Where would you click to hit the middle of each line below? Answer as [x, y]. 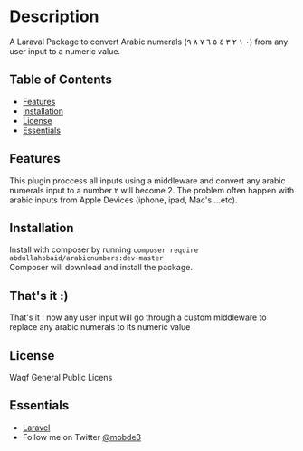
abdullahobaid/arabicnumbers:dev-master [87, 258]
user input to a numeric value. [65, 51]
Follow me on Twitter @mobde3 [82, 437]
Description [54, 17]
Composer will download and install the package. [101, 268]
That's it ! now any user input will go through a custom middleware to [138, 317]
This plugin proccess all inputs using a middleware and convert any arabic [147, 180]
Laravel [36, 428]
